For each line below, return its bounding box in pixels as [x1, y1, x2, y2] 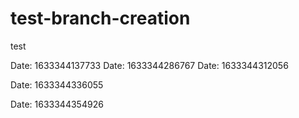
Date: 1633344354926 [10, 98, 104, 110]
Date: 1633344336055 [10, 78, 104, 91]
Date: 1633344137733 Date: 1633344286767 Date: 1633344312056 [10, 59, 289, 71]
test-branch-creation [10, 7, 191, 30]
